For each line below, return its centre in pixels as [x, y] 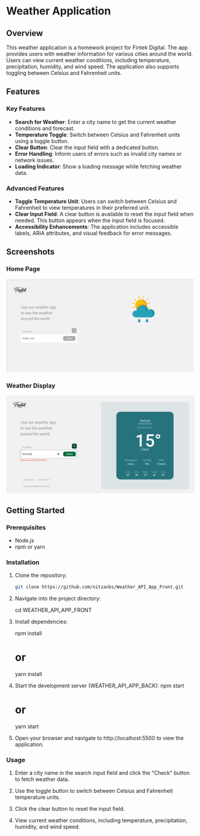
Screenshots [30, 252]
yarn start [27, 726]
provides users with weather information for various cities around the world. [99, 54]
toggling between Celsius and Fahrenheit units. [64, 73]
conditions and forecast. [45, 128]
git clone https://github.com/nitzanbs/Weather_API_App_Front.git [99, 587]
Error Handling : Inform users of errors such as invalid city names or [98, 153]
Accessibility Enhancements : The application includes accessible [97, 226]
